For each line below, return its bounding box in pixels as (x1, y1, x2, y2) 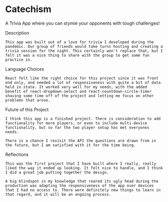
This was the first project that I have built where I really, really (5, 161, 156, 166)
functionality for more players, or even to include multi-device (5, 121, 147, 126)
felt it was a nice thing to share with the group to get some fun (5, 53, 150, 58)
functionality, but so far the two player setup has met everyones (5, 125, 150, 130)
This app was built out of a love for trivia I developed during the (5, 39, 154, 45)
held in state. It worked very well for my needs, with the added (5, 84, 147, 89)
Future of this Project (5, 107, 49, 113)
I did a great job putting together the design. (5, 170, 109, 175)
